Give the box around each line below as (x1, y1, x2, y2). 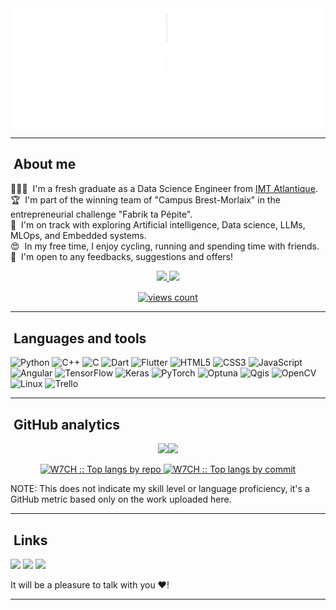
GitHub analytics (13, 416, 121, 433)
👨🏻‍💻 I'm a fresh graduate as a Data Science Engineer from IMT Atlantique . (10, 182, 318, 194)
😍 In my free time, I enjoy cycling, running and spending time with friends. (10, 240, 320, 252)
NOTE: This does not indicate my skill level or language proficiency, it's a (10, 483, 310, 495)
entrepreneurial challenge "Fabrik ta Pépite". (10, 208, 193, 220)
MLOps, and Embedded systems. (10, 229, 147, 241)
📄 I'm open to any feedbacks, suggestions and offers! (10, 250, 233, 262)
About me (13, 156, 77, 173)
